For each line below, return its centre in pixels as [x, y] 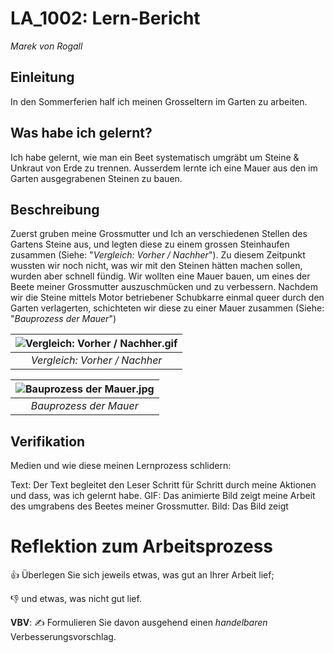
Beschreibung [55, 209]
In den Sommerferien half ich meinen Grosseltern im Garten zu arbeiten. [159, 101]
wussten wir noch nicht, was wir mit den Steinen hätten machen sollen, [156, 266]
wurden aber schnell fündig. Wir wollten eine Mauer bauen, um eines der [160, 276]
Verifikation [48, 441]
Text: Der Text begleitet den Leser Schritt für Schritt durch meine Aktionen [163, 485]
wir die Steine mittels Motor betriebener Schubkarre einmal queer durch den [167, 298]
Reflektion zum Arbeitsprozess [141, 546]
